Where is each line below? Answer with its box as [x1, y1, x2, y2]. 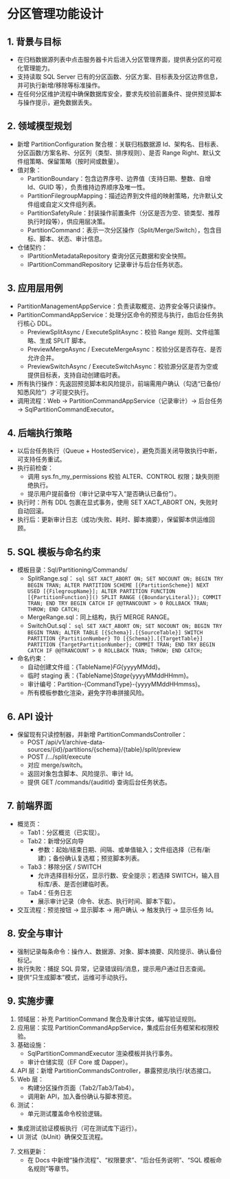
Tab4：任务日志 [27, 888, 73, 896]
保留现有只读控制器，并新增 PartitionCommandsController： [16, 731, 187, 739]
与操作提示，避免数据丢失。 [16, 98, 96, 107]
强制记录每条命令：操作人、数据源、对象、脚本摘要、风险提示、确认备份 [16, 947, 222, 955]
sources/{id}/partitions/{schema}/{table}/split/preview [27, 746, 181, 754]
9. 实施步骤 [7, 995, 54, 1007]
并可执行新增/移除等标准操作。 [16, 81, 104, 89]
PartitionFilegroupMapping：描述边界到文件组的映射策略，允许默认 [27, 191, 218, 199]
